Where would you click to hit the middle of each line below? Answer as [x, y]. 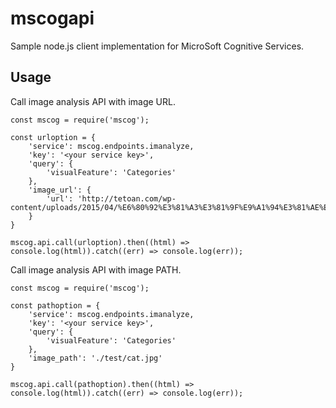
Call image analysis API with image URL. [93, 101]
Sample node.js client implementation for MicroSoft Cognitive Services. [157, 46]
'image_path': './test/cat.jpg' [95, 358]
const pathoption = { [55, 305]
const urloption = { [53, 137]
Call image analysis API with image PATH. [96, 269]
